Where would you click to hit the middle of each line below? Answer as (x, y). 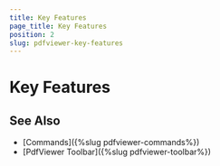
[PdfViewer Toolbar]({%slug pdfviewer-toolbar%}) (116, 152)
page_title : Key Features (58, 26)
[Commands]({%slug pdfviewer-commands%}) (111, 143)
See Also (35, 120)
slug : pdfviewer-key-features (67, 43)
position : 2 (32, 34)
